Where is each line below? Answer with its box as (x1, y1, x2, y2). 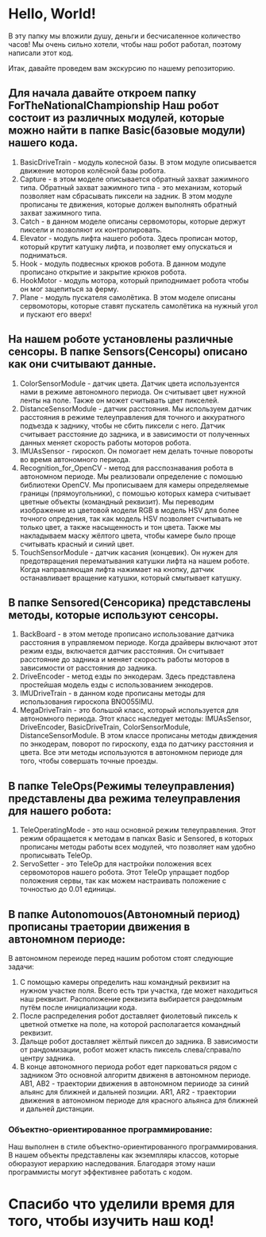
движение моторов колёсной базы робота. (19, 165, 167, 175)
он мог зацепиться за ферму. (19, 284, 119, 294)
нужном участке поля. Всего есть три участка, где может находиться (19, 986, 258, 995)
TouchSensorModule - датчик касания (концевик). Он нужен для (19, 547, 238, 557)
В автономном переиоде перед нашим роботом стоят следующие (8, 954, 234, 963)
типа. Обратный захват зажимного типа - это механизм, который (19, 182, 242, 192)
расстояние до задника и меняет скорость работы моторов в (19, 655, 230, 664)
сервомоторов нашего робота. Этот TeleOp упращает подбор (19, 868, 229, 877)
